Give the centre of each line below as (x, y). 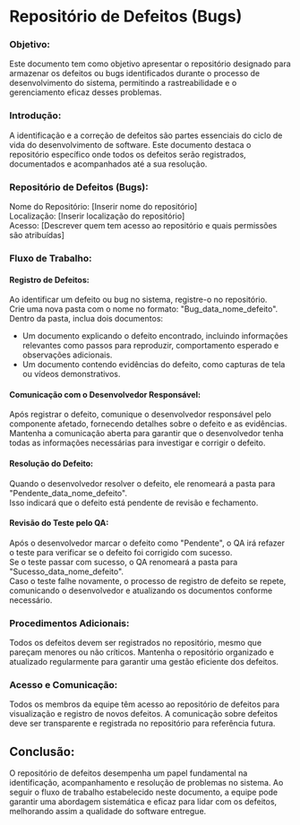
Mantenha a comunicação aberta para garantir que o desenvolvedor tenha (146, 434)
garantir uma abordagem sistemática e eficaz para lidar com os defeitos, (143, 802)
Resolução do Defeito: (51, 464)
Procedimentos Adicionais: (69, 623)
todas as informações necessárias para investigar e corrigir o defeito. (137, 443)
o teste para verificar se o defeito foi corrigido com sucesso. (121, 552)
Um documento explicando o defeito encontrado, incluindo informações (155, 336)
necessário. (31, 600)
